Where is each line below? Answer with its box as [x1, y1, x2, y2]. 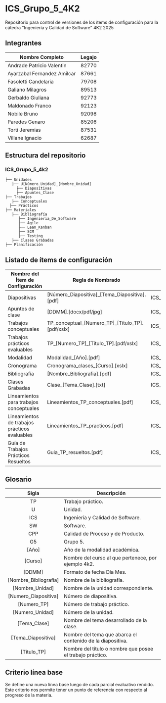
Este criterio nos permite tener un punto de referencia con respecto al [5, 687, 147, 693]
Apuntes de [7, 305, 35, 312]
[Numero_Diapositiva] [8, 593, 59, 600]
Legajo [81, 53, 97, 60]
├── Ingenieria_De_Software [18, 216, 77, 221]
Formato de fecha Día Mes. [63, 569, 126, 576]
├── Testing [18, 234, 43, 239]
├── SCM [18, 229, 35, 234]
